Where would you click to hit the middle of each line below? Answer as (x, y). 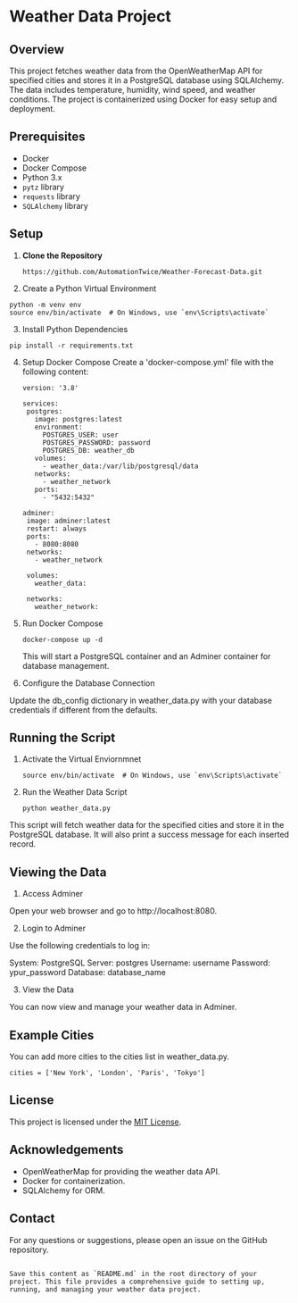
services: (41, 404)
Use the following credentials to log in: (80, 946)
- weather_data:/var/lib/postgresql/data (120, 466)
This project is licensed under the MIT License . (95, 1122)
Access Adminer (52, 894)
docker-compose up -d (62, 639)
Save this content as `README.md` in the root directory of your (133, 1274)
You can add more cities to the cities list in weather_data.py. (120, 1057)
